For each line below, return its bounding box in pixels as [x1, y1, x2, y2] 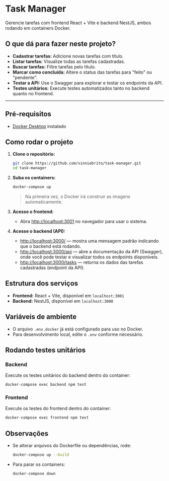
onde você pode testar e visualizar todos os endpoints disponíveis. [20, 254, 159, 260]
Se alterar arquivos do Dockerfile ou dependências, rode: [12, 443, 132, 449]
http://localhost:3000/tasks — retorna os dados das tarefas [20, 259, 143, 265]
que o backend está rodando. [20, 243, 81, 249]
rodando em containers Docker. [5, 25, 71, 31]
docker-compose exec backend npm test [5, 382, 87, 387]
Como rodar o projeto [5, 138, 73, 146]
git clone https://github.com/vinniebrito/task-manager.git [12, 161, 141, 166]
